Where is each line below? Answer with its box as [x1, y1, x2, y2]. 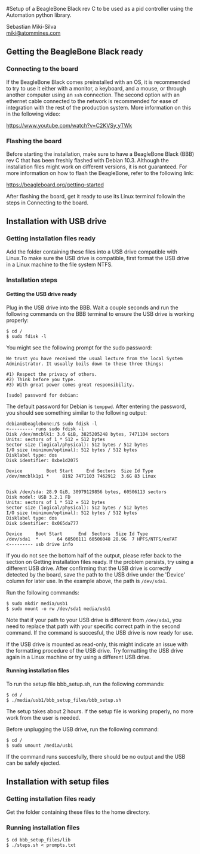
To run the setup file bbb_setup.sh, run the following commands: [6, 680, 165, 687]
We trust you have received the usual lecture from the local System [6, 355, 183, 361]
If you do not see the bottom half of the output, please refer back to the [6, 551, 182, 559]
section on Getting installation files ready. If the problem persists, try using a [6, 558, 194, 565]
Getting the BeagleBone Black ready [6, 47, 143, 57]
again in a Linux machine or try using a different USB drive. [6, 653, 151, 660]
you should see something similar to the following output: [6, 409, 147, 416]
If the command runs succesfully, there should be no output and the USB [6, 753, 186, 760]
